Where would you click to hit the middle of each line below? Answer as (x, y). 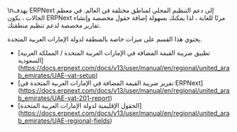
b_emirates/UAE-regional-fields (64, 121)
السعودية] (31, 60)
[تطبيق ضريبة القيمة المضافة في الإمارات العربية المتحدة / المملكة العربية (114, 53)
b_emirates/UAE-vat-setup (56, 75)
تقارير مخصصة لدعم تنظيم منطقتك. (54, 25)
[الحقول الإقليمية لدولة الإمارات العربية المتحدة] (79, 105)
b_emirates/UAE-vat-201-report (64, 98)
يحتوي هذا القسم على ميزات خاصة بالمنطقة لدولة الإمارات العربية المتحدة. (105, 39)
